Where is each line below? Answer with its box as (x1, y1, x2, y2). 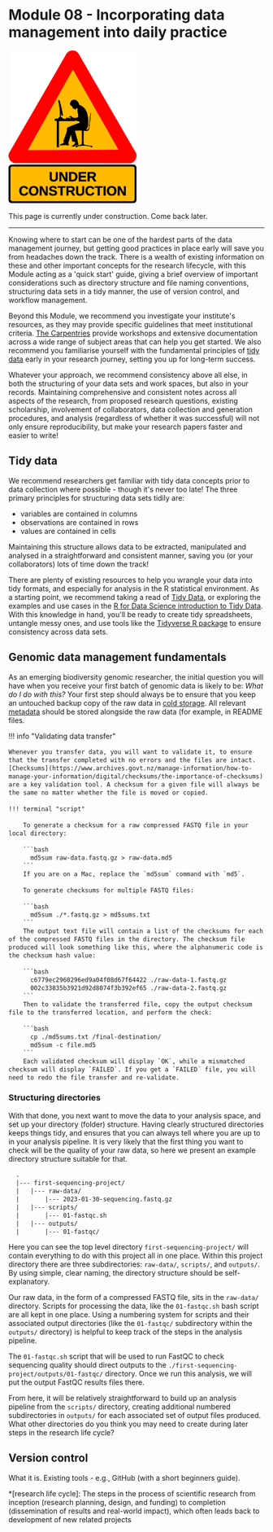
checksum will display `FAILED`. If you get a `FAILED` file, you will (8, 1065, 256, 1074)
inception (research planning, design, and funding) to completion (8, 1497, 226, 1507)
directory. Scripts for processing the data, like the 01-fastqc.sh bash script (8, 1301, 259, 1311)
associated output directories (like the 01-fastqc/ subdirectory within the (8, 1318, 253, 1328)
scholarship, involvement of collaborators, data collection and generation (8, 405, 253, 414)
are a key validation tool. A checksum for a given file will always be (8, 780, 260, 789)
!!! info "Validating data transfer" (8, 731, 116, 741)
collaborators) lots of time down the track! (8, 559, 149, 569)
